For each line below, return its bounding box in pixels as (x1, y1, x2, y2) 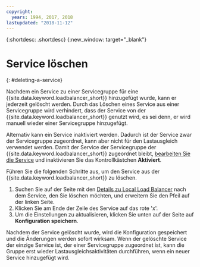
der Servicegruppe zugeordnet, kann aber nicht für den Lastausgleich (6, 137, 178, 145)
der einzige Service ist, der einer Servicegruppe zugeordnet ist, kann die (6, 241, 185, 249)
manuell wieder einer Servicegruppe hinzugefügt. (6, 120, 128, 127)
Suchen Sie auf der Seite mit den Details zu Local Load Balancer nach (14, 186, 186, 193)
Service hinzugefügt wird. (6, 254, 70, 262)
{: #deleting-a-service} (6, 77, 62, 84)
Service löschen (6, 57, 88, 70)
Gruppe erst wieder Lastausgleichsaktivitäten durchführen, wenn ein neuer (6, 248, 190, 255)
